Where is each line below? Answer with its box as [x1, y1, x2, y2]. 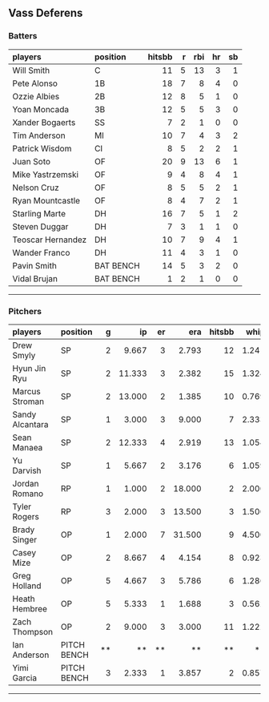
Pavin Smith [12, 260, 58, 271]
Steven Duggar [12, 220, 69, 232]
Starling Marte [12, 208, 66, 219]
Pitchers [8, 305, 42, 317]
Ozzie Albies [12, 91, 60, 102]
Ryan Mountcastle [12, 195, 81, 206]
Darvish [12, 465, 42, 476]
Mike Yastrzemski [12, 168, 78, 180]
